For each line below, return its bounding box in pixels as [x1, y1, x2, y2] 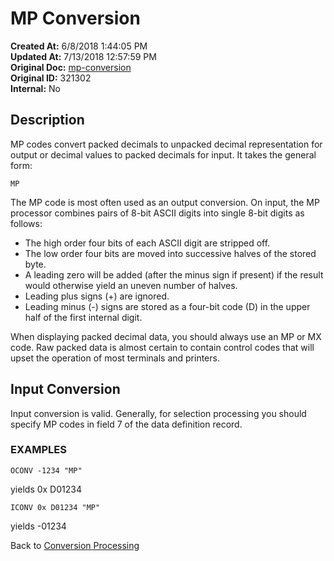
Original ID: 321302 [10, 72, 92, 84]
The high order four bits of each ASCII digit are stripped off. [24, 237, 271, 249]
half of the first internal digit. [24, 311, 143, 323]
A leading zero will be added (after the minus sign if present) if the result [24, 268, 324, 281]
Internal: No [10, 82, 61, 94]
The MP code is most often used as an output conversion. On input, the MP [10, 196, 320, 208]
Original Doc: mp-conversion [10, 61, 132, 73]
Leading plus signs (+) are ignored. [24, 290, 170, 302]
